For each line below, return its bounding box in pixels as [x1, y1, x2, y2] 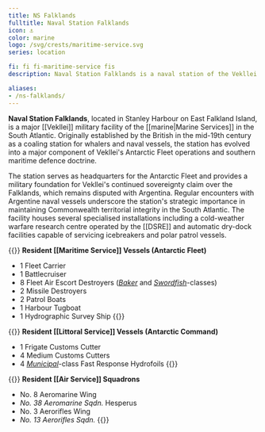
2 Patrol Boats [19, 294, 66, 304]
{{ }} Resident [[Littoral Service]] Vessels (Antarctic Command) [8, 327, 219, 336]
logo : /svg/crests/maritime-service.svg [8, 41, 144, 49]
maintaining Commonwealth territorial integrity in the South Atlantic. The [8, 205, 244, 214]
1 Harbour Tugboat [19, 303, 82, 312]
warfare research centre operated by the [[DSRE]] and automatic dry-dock [8, 221, 252, 231]
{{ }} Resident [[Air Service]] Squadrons [8, 374, 140, 384]
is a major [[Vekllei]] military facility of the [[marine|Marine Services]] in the [8, 122, 255, 132]
